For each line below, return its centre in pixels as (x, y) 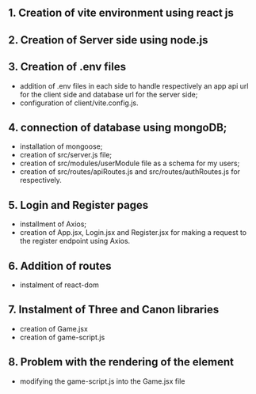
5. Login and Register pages (78, 205)
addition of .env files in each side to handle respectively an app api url (134, 85)
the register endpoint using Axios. (75, 241)
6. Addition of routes (60, 265)
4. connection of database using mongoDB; (118, 127)
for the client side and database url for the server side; (109, 94)
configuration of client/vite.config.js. (79, 103)
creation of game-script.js (62, 337)
